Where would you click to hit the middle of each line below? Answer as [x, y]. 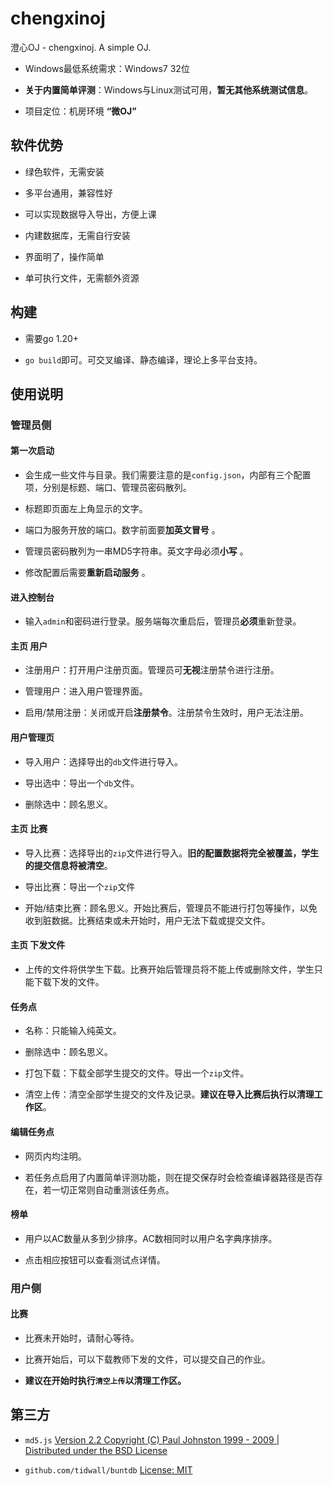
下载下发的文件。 [69, 982]
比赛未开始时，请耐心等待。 [82, 1338]
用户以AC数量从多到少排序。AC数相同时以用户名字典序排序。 [151, 1238]
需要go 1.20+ [52, 338]
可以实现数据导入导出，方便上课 [90, 214]
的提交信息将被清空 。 [68, 865]
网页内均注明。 [55, 1156]
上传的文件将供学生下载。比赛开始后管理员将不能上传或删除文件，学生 [169, 969]
